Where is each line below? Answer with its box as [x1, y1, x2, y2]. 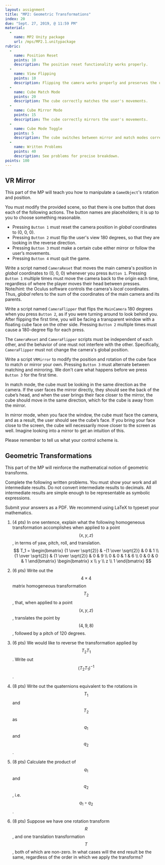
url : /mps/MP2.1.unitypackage [14, 39, 76, 44]
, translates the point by [12, 615, 60, 620]
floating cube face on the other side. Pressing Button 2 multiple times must [5, 322, 157, 328]
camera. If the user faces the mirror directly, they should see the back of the [5, 387, 160, 393]
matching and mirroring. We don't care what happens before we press [5, 367, 147, 373]
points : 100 [5, 158, 29, 163]
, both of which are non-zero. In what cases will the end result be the [12, 849, 152, 855]
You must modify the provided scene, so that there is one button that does [5, 204, 156, 210]
